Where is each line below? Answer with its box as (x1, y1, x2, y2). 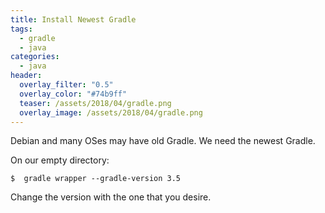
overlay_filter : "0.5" (19, 80, 114, 90)
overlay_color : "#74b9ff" (19, 89, 128, 99)
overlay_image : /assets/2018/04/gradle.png (19, 107, 203, 118)
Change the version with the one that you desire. (10, 191, 212, 203)
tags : (10, 24, 33, 34)
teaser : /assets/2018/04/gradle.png (19, 98, 172, 108)
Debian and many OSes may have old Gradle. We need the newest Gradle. (10, 135, 316, 147)
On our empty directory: (10, 154, 110, 166)
